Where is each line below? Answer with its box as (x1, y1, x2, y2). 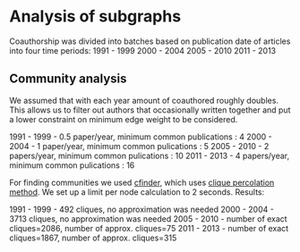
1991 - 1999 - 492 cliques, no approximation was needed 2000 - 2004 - (9, 204, 275, 214)
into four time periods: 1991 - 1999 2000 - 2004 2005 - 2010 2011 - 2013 (9, 45, 276, 55)
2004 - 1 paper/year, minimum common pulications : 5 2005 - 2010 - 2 (9, 140, 270, 151)
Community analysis (9, 71, 127, 87)
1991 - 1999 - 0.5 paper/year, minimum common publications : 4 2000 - (9, 131, 273, 142)
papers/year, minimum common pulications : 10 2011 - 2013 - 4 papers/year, (9, 150, 290, 161)
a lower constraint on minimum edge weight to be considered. (9, 113, 238, 124)
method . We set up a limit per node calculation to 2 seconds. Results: (9, 186, 265, 197)
